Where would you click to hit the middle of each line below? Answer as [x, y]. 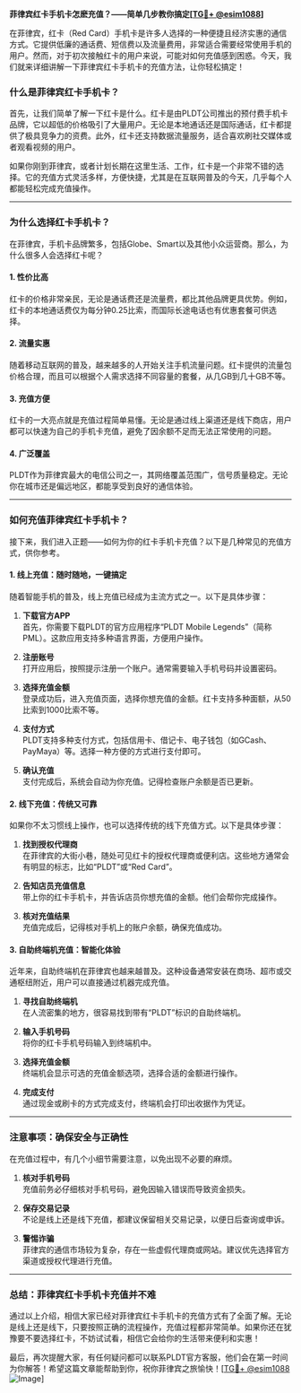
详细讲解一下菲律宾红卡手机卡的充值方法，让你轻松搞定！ [138, 67]
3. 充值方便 [30, 398]
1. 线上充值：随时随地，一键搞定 [68, 575]
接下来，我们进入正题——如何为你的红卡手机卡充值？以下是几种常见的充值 [146, 541]
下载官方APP [46, 615]
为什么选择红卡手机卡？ [60, 222]
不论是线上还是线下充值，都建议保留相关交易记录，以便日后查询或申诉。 [155, 1219]
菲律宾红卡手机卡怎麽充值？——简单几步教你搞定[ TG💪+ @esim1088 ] [137, 14]
